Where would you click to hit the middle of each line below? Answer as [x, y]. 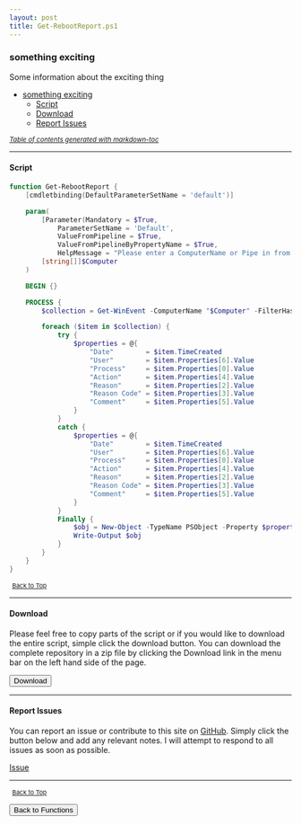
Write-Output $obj [107, 536]
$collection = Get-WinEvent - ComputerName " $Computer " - [150, 311]
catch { [72, 427]
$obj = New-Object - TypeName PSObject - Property [165, 528]
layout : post [34, 18]
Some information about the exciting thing [86, 76]
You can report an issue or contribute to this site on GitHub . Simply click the [149, 731]
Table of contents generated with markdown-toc [84, 139]
